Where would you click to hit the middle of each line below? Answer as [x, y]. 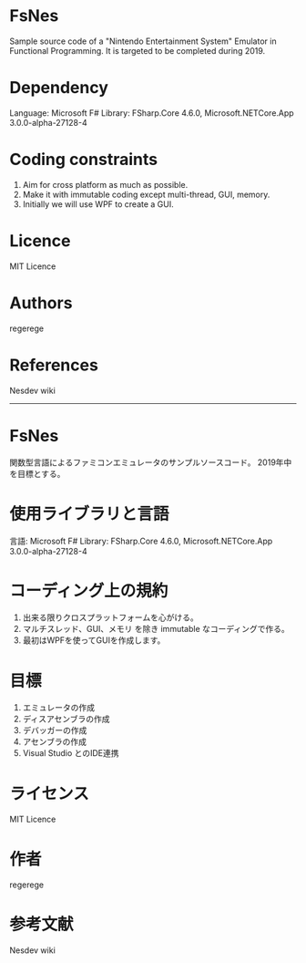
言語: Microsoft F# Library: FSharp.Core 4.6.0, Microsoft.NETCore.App [141, 541]
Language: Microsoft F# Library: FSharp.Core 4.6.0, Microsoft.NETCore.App [152, 113]
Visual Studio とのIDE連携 [71, 753]
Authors [41, 303]
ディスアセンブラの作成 [66, 719]
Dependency [59, 88]
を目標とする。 [37, 473]
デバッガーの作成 [55, 730]
